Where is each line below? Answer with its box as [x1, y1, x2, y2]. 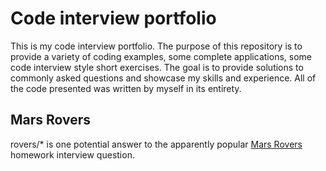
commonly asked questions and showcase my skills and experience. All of [10, 72, 317, 84]
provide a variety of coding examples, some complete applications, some [10, 50, 312, 62]
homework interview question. [10, 148, 135, 161]
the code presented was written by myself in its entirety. [10, 82, 242, 94]
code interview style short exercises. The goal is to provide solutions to [10, 61, 304, 73]
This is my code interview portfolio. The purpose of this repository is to [10, 40, 303, 52]
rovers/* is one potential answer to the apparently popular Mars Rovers [10, 138, 303, 150]
